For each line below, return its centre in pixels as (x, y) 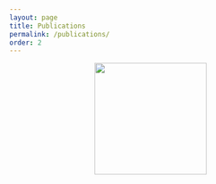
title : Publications (48, 26)
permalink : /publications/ (60, 34)
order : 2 (26, 42)
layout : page (34, 17)
